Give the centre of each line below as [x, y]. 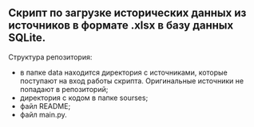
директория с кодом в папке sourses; [84, 98]
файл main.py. [44, 114]
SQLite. [27, 38]
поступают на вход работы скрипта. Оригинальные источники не [132, 81]
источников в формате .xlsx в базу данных [121, 26]
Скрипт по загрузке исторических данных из [127, 13]
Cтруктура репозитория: [50, 57]
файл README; [45, 106]
